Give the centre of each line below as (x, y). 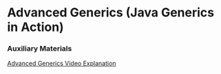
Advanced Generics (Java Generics (111, 13)
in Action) (35, 27)
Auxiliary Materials (40, 49)
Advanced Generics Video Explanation (62, 64)
